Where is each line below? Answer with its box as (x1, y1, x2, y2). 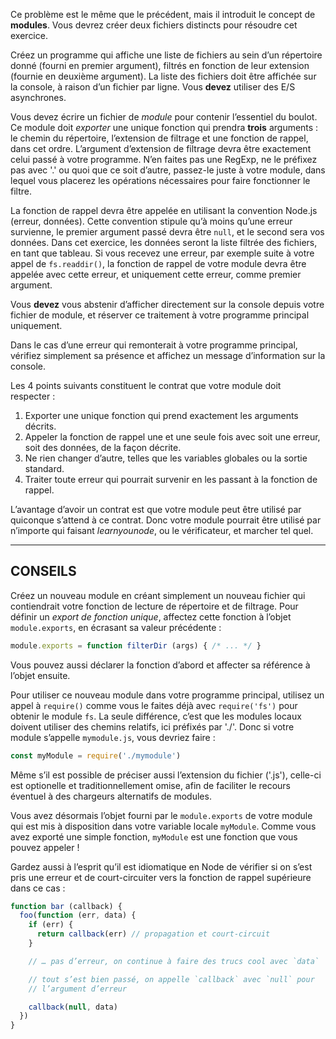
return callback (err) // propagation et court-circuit (36, 929, 271, 939)
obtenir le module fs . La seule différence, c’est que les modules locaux (10, 710, 302, 722)
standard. (24, 463, 65, 474)
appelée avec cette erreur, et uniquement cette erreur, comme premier (10, 269, 302, 280)
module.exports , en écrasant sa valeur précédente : (10, 621, 222, 633)
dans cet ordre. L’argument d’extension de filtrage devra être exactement (10, 143, 312, 154)
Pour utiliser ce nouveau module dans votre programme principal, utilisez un (10, 689, 325, 701)
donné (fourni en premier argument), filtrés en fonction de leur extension (10, 60, 310, 71)
